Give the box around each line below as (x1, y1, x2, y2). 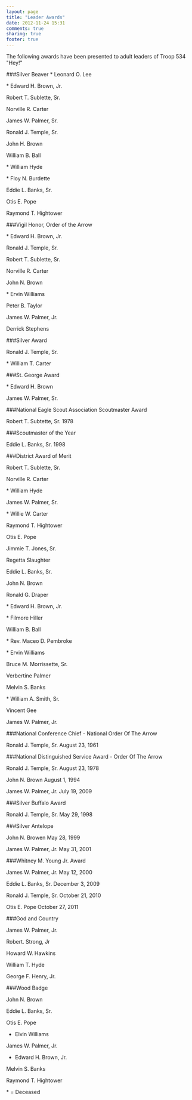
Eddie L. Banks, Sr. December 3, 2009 (6, 880, 100, 887)
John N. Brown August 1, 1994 (6, 777, 80, 783)
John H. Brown (6, 140, 43, 147)
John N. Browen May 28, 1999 (6, 834, 80, 841)
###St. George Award (6, 371, 60, 378)
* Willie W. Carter (6, 510, 49, 517)
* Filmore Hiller (6, 614, 43, 621)
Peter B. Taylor (6, 302, 43, 309)
